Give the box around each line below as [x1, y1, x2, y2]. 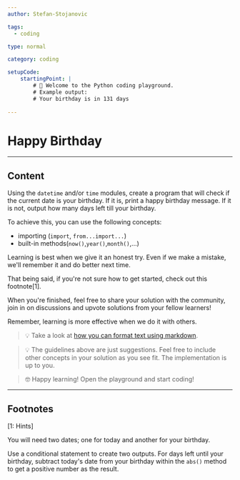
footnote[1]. [7, 282, 41, 291]
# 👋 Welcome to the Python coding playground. [33, 82, 174, 89]
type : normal [7, 43, 46, 50]
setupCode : [7, 69, 40, 76]
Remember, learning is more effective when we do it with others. [7, 317, 198, 326]
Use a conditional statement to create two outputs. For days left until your [7, 449, 224, 458]
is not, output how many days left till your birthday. [7, 204, 156, 213]
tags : [7, 23, 24, 31]
